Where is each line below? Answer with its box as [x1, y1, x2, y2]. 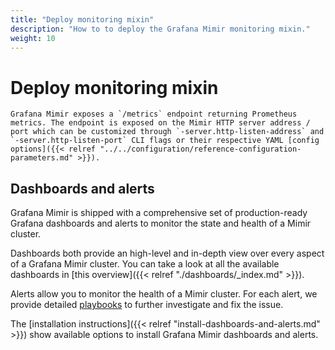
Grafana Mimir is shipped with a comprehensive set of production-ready [10, 207, 308, 219]
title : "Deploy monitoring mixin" [10, 14, 155, 25]
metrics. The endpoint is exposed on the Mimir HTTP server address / [10, 118, 311, 128]
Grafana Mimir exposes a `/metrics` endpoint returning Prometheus [10, 109, 298, 120]
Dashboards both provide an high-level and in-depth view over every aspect [10, 247, 325, 260]
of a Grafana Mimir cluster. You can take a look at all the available [10, 258, 280, 270]
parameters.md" [10, 153, 74, 163]
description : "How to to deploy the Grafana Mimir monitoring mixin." [10, 24, 311, 34]
